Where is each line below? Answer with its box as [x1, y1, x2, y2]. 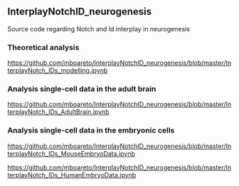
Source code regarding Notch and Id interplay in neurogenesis [7, 24, 191, 33]
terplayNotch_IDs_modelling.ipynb [7, 66, 108, 75]
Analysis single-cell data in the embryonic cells [7, 125, 175, 135]
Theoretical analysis [7, 42, 80, 52]
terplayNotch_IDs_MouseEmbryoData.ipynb [7, 149, 135, 157]
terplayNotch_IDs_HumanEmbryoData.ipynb [7, 170, 137, 179]
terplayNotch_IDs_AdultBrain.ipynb [7, 108, 110, 116]
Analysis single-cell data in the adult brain [7, 84, 156, 94]
